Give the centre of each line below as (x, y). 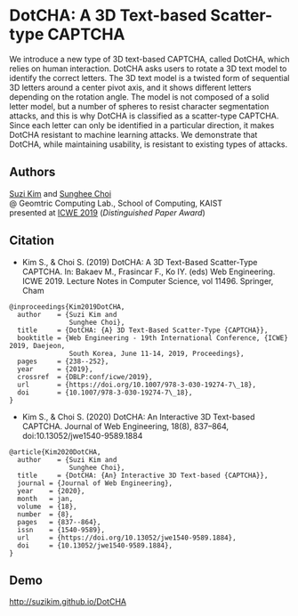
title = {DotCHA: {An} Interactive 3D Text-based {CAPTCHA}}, (143, 475)
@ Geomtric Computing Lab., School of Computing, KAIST (116, 203)
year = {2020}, (52, 490)
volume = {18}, (47, 507)
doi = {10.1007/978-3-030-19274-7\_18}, (105, 393)
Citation (32, 241)
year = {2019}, (55, 369)
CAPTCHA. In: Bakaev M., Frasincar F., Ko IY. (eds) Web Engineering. (149, 272)
